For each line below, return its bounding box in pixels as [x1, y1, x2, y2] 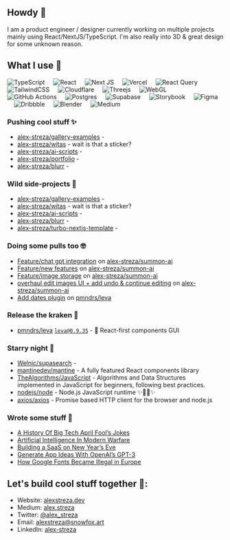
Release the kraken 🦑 [7, 310, 79, 320]
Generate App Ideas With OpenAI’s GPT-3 [16, 451, 136, 459]
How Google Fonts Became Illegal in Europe [16, 458, 141, 466]
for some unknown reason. [7, 39, 84, 48]
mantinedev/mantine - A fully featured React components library [16, 366, 199, 375]
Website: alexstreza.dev [16, 496, 85, 504]
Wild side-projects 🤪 [7, 179, 77, 188]
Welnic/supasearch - [16, 359, 77, 367]
